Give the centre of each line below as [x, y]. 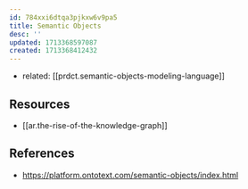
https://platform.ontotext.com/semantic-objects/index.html [130, 175]
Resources [40, 104]
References [42, 154]
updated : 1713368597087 [54, 42]
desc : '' [25, 34]
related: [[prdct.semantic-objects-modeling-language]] [124, 76]
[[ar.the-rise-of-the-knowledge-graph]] [95, 125]
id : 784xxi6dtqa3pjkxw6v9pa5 [63, 17]
